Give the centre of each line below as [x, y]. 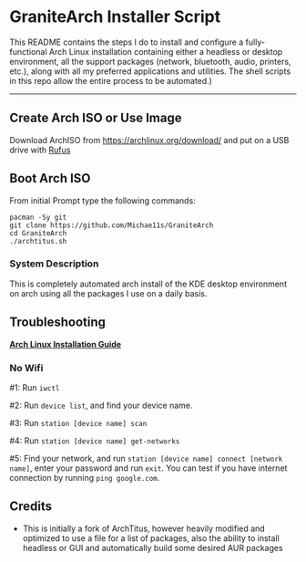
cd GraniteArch [38, 233]
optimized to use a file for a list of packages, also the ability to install [151, 538]
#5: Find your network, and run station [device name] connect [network [146, 458]
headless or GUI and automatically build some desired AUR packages [153, 547]
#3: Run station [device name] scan [78, 422]
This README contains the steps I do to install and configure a [127, 42]
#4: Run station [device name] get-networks [95, 441]
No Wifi [26, 368]
